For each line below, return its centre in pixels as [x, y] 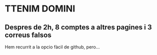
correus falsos [28, 35]
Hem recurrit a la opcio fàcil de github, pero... [52, 47]
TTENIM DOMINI [40, 9]
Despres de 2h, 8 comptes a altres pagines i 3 [78, 27]
